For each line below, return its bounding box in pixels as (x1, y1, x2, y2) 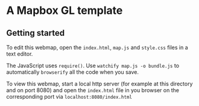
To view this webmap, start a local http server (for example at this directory (6, 80, 193, 87)
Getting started (6, 28, 65, 38)
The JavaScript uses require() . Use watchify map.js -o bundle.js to (6, 62, 180, 69)
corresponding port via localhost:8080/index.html (6, 93, 133, 100)
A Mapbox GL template (6, 4, 123, 18)
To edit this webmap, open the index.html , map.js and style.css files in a (6, 44, 188, 51)
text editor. (6, 50, 33, 58)
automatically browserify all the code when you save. (6, 68, 139, 76)
